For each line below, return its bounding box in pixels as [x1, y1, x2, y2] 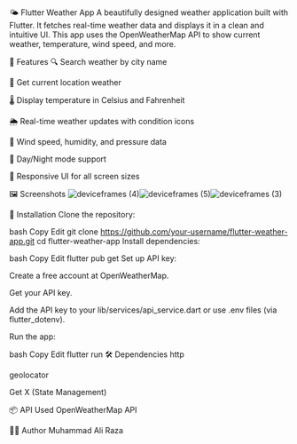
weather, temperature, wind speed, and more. [9, 39, 176, 49]
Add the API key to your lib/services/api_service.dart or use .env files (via [9, 305, 277, 315]
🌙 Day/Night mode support [9, 154, 106, 164]
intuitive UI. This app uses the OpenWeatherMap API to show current [9, 29, 261, 40]
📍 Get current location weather [9, 77, 122, 87]
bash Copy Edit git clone [9, 226, 99, 237]
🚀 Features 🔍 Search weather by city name [9, 57, 168, 67]
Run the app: [9, 331, 56, 342]
